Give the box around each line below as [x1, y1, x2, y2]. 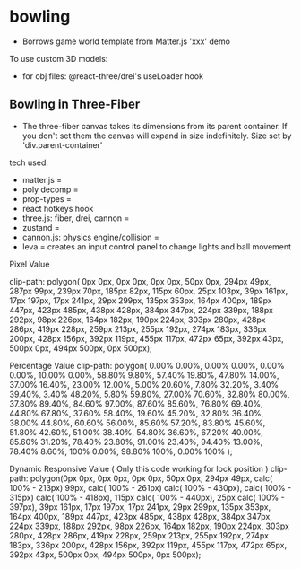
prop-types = [21, 193, 72, 204]
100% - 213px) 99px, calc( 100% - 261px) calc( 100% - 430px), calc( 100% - [9, 482, 292, 493]
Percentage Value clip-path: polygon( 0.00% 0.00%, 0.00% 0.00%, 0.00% [9, 360, 285, 371]
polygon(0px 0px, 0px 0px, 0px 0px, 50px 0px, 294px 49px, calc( [30, 473, 273, 484]
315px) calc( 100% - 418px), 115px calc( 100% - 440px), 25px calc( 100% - [9, 492, 285, 503]
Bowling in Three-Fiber [9, 97, 141, 112]
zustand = [21, 222, 60, 232]
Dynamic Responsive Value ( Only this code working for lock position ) [9, 463, 269, 474]
